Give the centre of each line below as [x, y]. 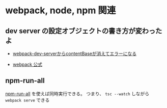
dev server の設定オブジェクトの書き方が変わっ [80, 31]
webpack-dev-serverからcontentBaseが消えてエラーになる [75, 53]
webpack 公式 [27, 64]
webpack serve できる [27, 100]
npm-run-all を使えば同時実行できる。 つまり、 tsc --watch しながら [77, 93]
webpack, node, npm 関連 [61, 10]
